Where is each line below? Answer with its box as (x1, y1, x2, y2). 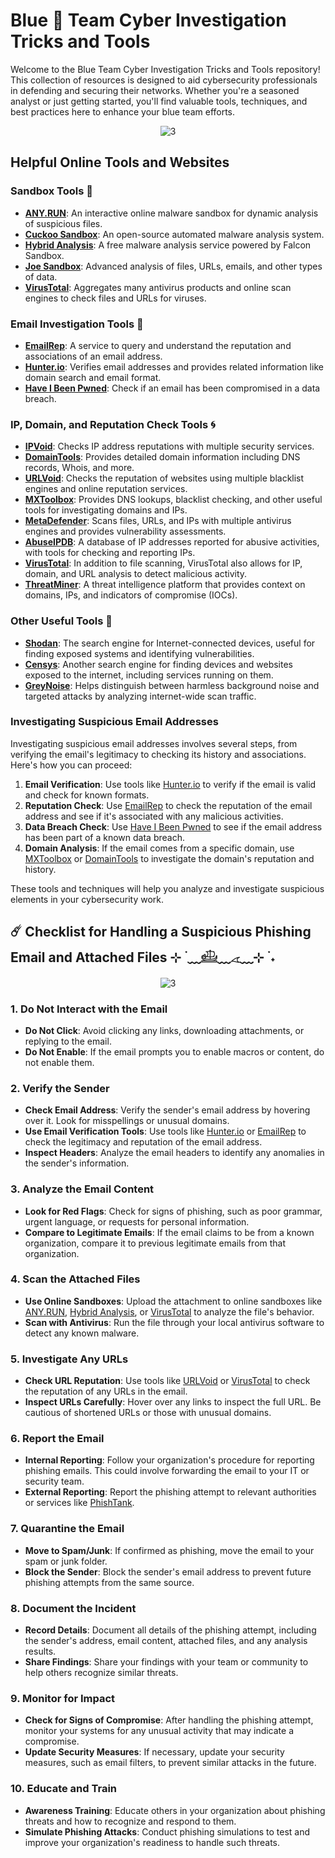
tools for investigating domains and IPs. (24, 504, 188, 516)
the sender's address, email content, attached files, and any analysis (24, 1635, 308, 1646)
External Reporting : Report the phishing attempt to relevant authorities (24, 1486, 317, 1498)
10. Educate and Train (10, 1782, 118, 1796)
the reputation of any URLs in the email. (24, 1385, 188, 1398)
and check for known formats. (24, 789, 150, 801)
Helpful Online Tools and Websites (10, 154, 230, 171)
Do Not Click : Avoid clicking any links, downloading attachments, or (24, 1024, 305, 1036)
